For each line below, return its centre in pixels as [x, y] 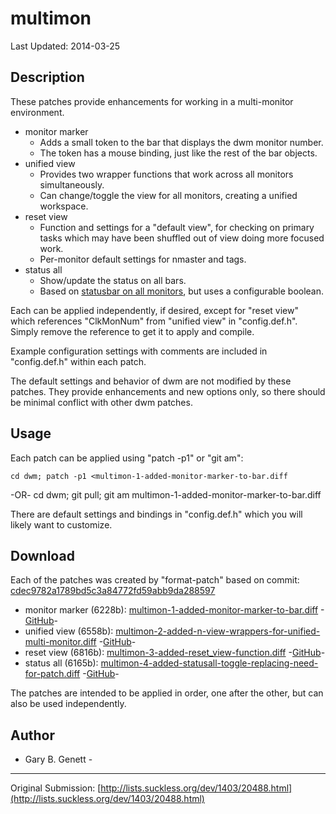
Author [32, 735]
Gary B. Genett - [58, 759]
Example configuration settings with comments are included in [139, 351]
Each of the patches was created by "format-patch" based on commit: [155, 580]
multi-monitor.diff [60, 642]
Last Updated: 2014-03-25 [65, 46]
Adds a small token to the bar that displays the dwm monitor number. [181, 142]
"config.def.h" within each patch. [78, 361]
